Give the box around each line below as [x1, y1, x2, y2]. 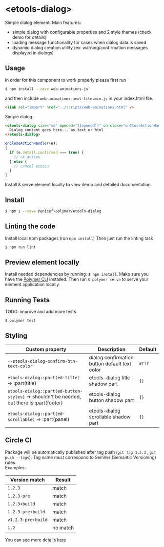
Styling [5, 331, 28, 340]
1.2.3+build [7, 501, 36, 506]
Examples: [5, 464, 26, 470]
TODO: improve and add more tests [5, 309, 77, 315]
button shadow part [89, 397, 134, 404]
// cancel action [14, 164, 49, 169]
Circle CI [5, 436, 32, 444]
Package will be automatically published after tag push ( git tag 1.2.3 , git [5, 449, 156, 455]
